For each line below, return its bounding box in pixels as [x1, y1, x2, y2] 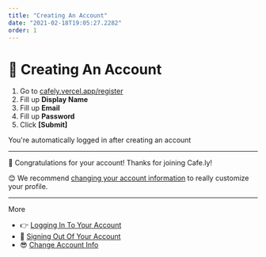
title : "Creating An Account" [8, 11, 108, 20]
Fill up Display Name [19, 95, 89, 104]
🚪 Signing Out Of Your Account [19, 232, 121, 241]
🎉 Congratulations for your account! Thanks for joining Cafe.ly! [8, 158, 212, 168]
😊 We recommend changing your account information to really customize [8, 173, 249, 183]
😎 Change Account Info [19, 240, 99, 250]
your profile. [8, 182, 48, 191]
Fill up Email [19, 104, 60, 113]
